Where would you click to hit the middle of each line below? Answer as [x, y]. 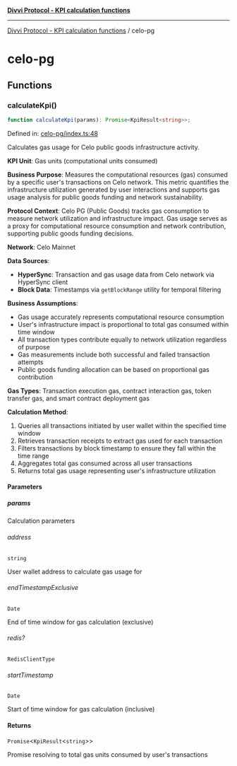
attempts [30, 362]
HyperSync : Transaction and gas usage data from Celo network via [116, 274]
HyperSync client [43, 282]
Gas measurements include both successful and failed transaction [114, 354]
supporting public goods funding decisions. [71, 233]
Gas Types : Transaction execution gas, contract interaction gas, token [109, 390]
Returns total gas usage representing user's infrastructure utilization [117, 470]
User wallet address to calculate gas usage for [75, 571]
